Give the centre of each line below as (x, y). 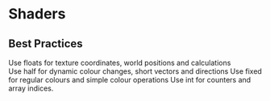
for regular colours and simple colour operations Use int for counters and (130, 80)
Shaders (37, 14)
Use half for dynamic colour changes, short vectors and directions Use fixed (135, 71)
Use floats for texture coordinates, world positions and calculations (120, 63)
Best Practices (46, 44)
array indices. (31, 88)
